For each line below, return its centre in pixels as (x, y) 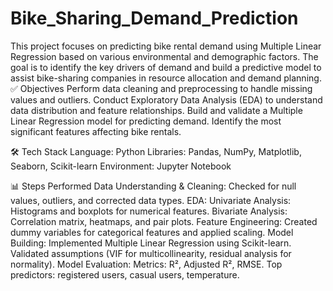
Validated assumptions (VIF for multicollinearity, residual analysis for (151, 253)
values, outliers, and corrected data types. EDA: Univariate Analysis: (151, 200)
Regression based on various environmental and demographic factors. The (164, 56)
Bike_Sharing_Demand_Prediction (154, 18)
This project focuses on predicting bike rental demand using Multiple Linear (166, 46)
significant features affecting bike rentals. (96, 131)
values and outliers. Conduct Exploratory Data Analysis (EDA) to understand (166, 99)
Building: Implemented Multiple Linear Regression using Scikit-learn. (151, 243)
